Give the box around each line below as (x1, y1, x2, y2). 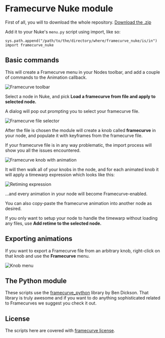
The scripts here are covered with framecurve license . (5, 328, 115, 334)
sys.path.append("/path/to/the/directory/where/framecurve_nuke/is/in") (5, 38, 158, 43)
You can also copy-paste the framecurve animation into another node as (5, 200, 152, 206)
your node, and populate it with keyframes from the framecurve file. (5, 133, 143, 138)
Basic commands (5, 56, 59, 65)
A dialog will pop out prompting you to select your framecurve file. (5, 108, 140, 114)
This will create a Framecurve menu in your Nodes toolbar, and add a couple (5, 69, 160, 75)
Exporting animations (5, 235, 73, 243)
